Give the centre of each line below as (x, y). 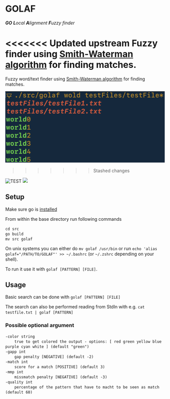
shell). (12, 259)
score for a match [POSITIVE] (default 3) (60, 367)
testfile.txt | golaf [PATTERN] (39, 313)
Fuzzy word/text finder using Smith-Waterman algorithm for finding (75, 78)
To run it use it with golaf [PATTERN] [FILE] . (51, 269)
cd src (12, 229)
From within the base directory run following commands (63, 219)
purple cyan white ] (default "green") (47, 347)
